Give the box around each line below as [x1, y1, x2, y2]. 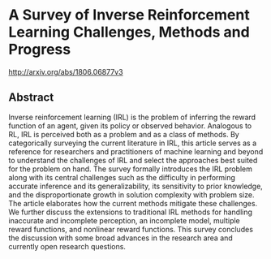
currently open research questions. [8, 241, 126, 251]
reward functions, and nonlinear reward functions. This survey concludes [8, 224, 254, 234]
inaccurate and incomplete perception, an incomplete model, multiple [8, 215, 241, 225]
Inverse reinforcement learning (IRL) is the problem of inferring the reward [8, 112, 256, 122]
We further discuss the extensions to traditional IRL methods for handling [8, 207, 253, 217]
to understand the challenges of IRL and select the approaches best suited [8, 155, 258, 165]
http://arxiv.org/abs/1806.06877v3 [8, 67, 123, 76]
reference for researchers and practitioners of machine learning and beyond [8, 146, 264, 156]
